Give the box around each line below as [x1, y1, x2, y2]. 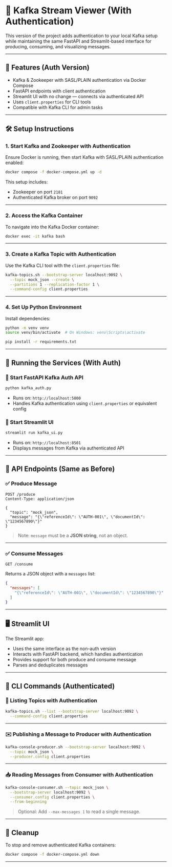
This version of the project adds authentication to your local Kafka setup [5, 32, 158, 39]
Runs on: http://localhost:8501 [12, 439, 81, 445]
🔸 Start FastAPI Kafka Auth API [5, 374, 83, 381]
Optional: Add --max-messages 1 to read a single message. [17, 808, 141, 815]
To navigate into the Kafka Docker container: [5, 224, 100, 230]
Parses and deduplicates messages [12, 662, 88, 668]
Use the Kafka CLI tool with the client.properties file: [5, 262, 120, 268]
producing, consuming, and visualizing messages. [5, 43, 111, 49]
